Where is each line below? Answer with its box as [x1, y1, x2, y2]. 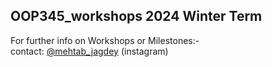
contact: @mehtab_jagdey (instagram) [10, 45, 169, 57]
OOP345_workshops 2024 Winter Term [10, 8, 263, 25]
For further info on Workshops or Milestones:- [10, 34, 200, 46]
